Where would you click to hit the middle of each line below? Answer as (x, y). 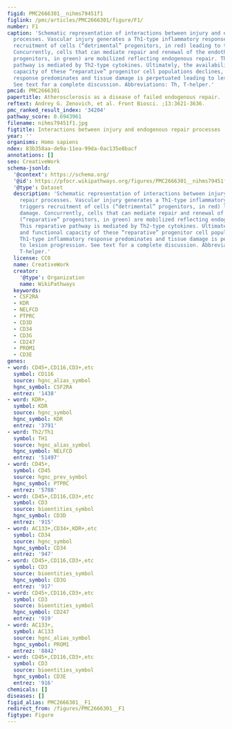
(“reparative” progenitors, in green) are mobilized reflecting (114, 219)
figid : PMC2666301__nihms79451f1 (55, 13)
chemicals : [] (28, 690)
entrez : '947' (33, 555)
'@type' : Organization (52, 278)
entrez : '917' (33, 586)
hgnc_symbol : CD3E (40, 676)
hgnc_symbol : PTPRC (41, 483)
